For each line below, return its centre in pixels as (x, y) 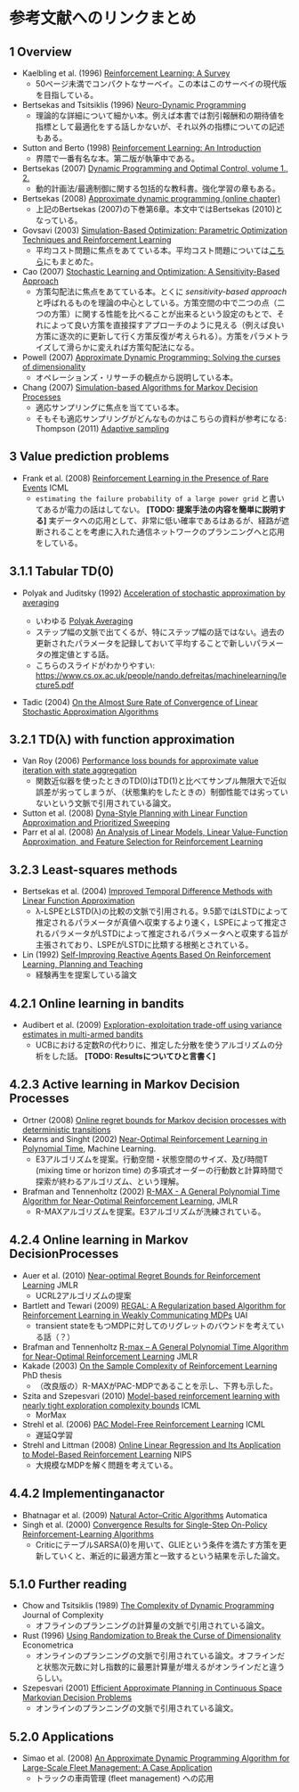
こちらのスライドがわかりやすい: (95, 665)
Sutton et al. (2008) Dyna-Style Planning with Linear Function (134, 813)
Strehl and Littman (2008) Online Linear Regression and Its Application (151, 1444)
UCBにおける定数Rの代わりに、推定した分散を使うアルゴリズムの (155, 1045)
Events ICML (45, 488)
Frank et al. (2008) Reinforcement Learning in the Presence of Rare (145, 478)
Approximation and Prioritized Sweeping (96, 823)
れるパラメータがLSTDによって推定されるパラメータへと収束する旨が (162, 933)
